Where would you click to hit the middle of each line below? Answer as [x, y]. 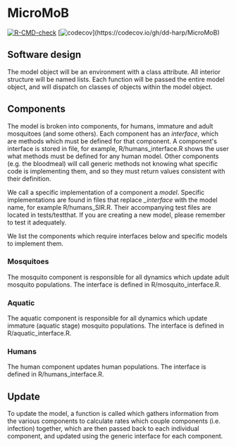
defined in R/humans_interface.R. [56, 374]
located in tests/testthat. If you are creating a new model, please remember [116, 215]
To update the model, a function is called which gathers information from [113, 414]
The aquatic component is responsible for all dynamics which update [107, 318]
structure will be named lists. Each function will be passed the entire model [116, 79]
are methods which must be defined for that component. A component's [112, 141]
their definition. [29, 179]
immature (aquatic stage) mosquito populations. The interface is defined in [116, 326]
